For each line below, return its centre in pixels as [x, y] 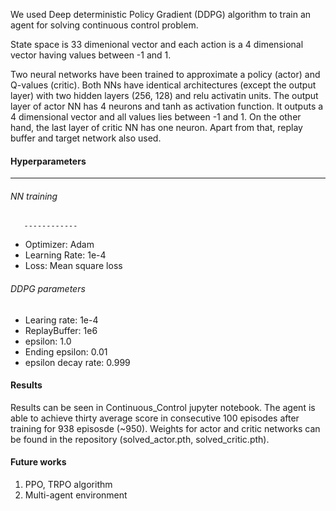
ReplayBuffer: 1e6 [61, 330]
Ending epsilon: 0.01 [66, 351]
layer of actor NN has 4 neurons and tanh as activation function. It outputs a [167, 106]
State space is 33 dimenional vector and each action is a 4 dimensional [157, 44]
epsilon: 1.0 [48, 341]
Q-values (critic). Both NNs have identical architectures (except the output [163, 85]
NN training [34, 196]
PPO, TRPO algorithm [68, 485]
